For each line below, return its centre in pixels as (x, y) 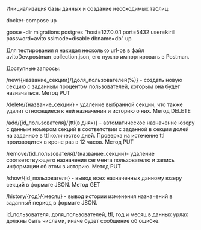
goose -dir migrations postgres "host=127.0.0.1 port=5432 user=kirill (91, 32)
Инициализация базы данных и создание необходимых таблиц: (88, 9)
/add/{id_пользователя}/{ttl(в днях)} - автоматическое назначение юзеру (100, 123)
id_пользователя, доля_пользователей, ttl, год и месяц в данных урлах (97, 214)
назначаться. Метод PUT (38, 93)
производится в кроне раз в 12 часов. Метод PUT (70, 142)
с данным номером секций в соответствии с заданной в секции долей (97, 129)
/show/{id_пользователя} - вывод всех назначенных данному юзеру (94, 178)
